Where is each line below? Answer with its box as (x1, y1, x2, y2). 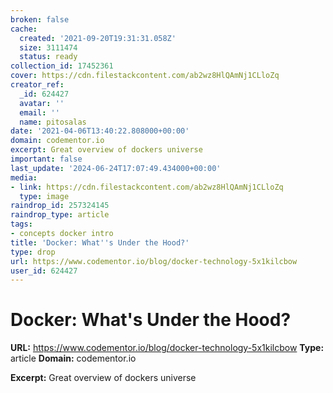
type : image (19, 191, 70, 201)
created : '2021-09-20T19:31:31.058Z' (19, 33, 177, 43)
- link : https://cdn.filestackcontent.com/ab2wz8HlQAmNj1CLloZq (10, 182, 284, 192)
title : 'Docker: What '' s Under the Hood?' (10, 237, 190, 248)
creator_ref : (10, 80, 65, 90)
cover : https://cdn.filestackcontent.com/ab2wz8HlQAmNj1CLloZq (10, 71, 280, 81)
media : (10, 172, 38, 183)
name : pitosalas (19, 117, 87, 127)
